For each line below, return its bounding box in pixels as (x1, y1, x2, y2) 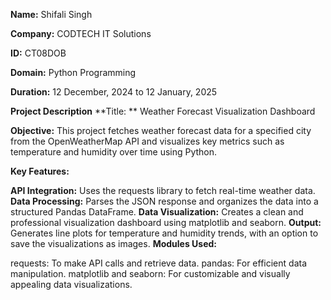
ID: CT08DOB (10, 47, 67, 59)
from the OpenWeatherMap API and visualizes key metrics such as (10, 135, 285, 147)
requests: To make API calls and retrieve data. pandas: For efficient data (10, 257, 307, 269)
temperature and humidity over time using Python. (10, 146, 218, 158)
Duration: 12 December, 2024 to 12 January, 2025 (10, 86, 218, 98)
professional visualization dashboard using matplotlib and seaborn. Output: (10, 217, 322, 228)
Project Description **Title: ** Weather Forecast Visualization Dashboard (10, 105, 316, 117)
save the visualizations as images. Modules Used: (10, 238, 218, 249)
